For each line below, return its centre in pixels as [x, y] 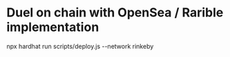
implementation [53, 27]
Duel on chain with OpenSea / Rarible [115, 13]
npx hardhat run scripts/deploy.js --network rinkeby [80, 46]
